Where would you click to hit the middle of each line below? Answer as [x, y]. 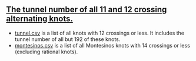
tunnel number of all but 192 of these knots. [67, 39]
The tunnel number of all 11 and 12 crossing [87, 10]
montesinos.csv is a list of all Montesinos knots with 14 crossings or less [102, 45]
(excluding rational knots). [46, 52]
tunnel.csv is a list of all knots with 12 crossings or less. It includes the [99, 33]
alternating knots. [40, 19]
